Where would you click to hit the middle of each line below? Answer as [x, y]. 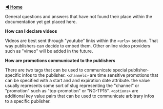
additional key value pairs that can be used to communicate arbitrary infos [80, 96]
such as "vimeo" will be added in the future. [49, 51]
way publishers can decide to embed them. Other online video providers [78, 46]
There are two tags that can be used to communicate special [66, 70]
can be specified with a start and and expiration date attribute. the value [78, 80]
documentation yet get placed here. [41, 22]
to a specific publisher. [28, 101]
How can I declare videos [31, 31]
